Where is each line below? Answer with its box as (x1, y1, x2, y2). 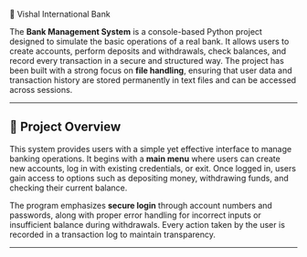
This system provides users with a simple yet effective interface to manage (9, 143, 292, 154)
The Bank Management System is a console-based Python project (9, 26, 263, 36)
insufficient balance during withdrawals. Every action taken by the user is (9, 219, 286, 230)
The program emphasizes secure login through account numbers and (9, 200, 272, 211)
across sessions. (9, 85, 73, 95)
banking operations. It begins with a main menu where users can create (9, 153, 281, 164)
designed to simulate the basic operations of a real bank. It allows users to (9, 36, 290, 46)
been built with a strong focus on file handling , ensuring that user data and (9, 65, 292, 76)
